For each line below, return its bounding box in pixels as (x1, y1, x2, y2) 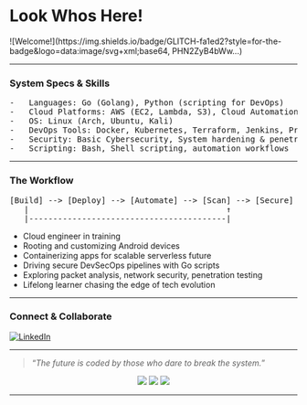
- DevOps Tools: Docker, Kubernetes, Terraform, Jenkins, (9, 125, 285, 135)
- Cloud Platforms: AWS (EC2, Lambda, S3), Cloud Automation (9, 107, 299, 117)
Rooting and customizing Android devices (22, 240, 180, 251)
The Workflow (9, 175, 74, 187)
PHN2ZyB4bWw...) (172, 45, 243, 56)
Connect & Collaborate (9, 310, 112, 323)
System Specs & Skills (9, 77, 111, 90)
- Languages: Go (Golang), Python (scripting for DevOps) (9, 98, 285, 108)
